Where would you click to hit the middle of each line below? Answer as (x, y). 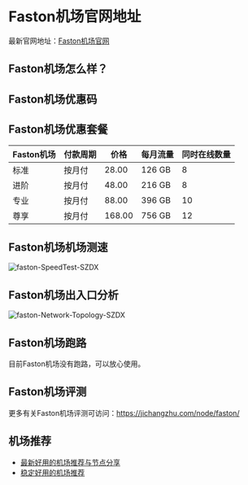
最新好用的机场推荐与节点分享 (70, 462)
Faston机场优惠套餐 (58, 130)
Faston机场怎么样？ (58, 69)
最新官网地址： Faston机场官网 (59, 41)
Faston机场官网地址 (75, 17)
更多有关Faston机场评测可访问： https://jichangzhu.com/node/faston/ (124, 413)
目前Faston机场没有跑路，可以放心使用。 (77, 364)
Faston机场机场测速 (58, 247)
